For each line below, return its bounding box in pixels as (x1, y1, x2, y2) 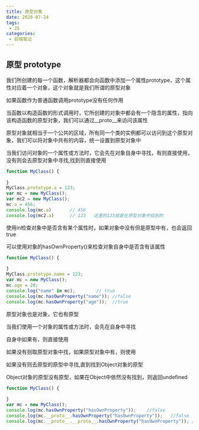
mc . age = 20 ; (6, 282, 38, 288)
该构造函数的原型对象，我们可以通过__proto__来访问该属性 (6, 116, 148, 123)
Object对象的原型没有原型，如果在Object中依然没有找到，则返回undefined (6, 373, 188, 380)
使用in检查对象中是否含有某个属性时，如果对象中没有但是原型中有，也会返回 (6, 224, 192, 231)
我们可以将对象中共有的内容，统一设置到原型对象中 (16, 136, 141, 144)
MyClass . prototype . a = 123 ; (6, 185, 76, 191)
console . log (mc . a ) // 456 (6, 207, 86, 213)
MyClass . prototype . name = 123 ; (6, 271, 84, 278)
